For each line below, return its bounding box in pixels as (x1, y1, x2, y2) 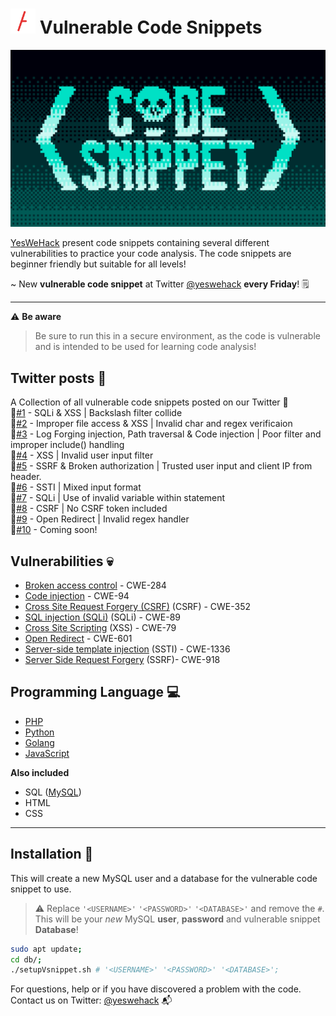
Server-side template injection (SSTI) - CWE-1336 (24, 643, 231, 655)
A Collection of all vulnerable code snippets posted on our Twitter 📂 (10, 396, 289, 408)
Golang (24, 736, 55, 748)
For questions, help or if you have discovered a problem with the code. (10, 983, 302, 995)
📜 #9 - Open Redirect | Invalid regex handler (10, 513, 190, 525)
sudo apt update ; (10, 944, 83, 954)
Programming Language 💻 (10, 684, 181, 701)
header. (10, 471, 42, 483)
